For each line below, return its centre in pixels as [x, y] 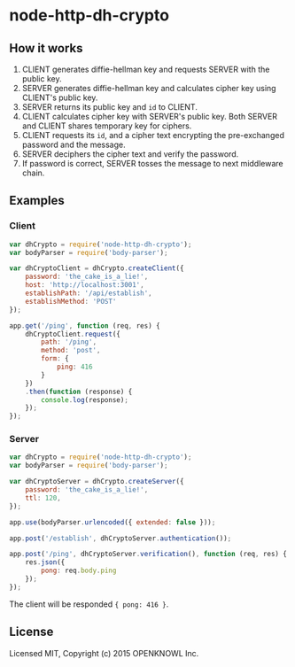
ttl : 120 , [43, 498]
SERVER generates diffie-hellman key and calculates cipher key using [149, 88]
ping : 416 [74, 367]
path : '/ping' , [69, 342]
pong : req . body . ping [79, 571]
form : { [55, 359]
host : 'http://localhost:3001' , [85, 285]
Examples [37, 201]
